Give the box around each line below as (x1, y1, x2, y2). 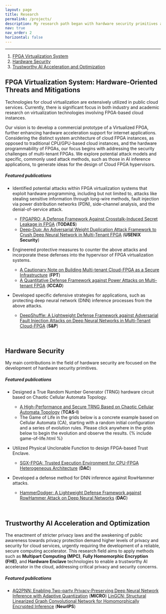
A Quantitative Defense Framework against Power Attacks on (19, 277, 144, 283)
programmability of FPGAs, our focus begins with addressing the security (5, 145, 155, 151)
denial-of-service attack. (12, 206, 63, 212)
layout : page (5, 7, 32, 12)
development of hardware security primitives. (5, 365, 98, 371)
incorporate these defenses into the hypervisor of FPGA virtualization (12, 251, 154, 258)
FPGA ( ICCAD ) (34, 282, 64, 288)
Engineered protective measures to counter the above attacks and (12, 246, 147, 252)
